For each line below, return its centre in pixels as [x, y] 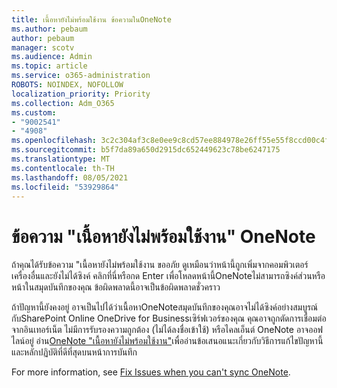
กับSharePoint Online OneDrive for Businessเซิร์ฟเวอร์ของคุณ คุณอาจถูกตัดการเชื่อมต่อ [169, 318]
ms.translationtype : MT [61, 159]
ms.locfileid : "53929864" [65, 187]
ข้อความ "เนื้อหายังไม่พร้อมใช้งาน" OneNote [163, 236]
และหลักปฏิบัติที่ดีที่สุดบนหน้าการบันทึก [74, 352]
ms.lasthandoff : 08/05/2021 [70, 177]
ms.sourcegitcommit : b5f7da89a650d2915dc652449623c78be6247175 [146, 150]
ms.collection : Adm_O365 [63, 103]
